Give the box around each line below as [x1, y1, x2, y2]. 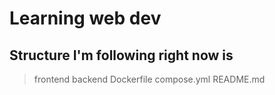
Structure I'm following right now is [9, 47, 234, 64]
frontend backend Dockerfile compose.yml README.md [33, 73, 266, 85]
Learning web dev [9, 7, 162, 30]
